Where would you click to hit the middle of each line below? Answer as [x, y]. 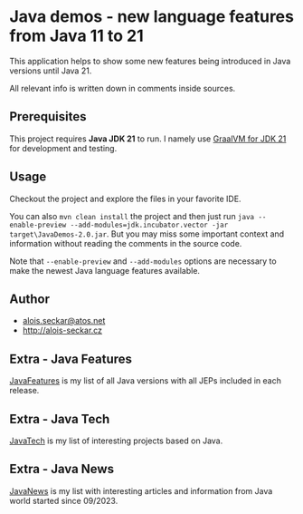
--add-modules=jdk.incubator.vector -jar [149, 225]
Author [29, 299]
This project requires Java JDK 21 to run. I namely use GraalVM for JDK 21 [148, 139]
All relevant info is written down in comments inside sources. [123, 88]
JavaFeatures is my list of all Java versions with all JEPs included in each [146, 381]
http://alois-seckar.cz [62, 330]
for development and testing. [63, 148]
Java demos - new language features [151, 17]
